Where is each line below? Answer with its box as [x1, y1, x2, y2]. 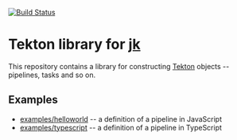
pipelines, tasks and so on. [8, 70, 96, 80]
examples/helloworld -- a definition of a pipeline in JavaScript [19, 114, 223, 123]
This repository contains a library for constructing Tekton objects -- [8, 61, 230, 71]
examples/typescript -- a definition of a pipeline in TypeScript [19, 122, 223, 132]
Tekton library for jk [8, 36, 141, 53]
